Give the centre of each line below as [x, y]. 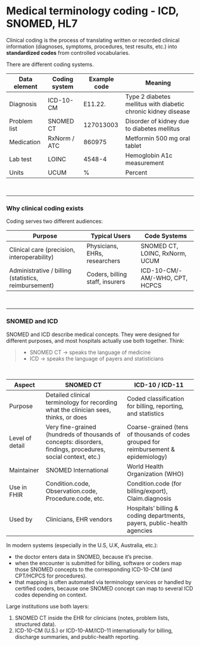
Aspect [24, 384]
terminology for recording [82, 402]
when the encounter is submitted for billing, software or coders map [98, 563]
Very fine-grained [71, 427]
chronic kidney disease [158, 111]
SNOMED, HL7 [42, 24]
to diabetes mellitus [153, 128]
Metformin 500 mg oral [158, 138]
